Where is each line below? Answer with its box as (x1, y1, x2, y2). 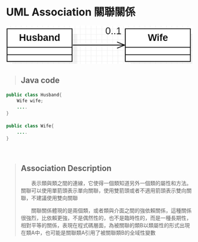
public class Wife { (6, 122, 54, 129)
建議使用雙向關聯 (36, 195, 78, 202)
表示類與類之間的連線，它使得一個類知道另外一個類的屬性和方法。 (31, 180, 192, 187)
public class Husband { (6, 92, 62, 98)
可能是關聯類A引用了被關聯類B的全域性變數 (50, 229, 156, 237)
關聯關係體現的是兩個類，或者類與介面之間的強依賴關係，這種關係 (31, 207, 192, 214)
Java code (20, 75, 60, 86)
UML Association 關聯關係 (6, 5, 136, 19)
